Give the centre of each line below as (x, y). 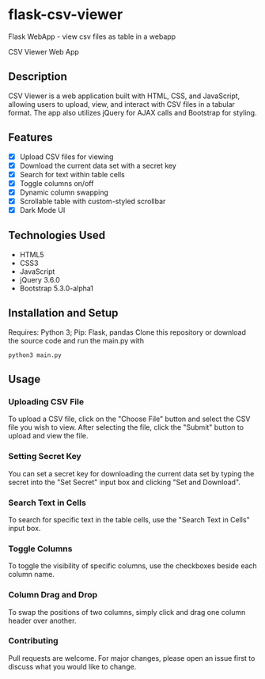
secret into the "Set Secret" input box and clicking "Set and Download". (125, 482)
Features (30, 137)
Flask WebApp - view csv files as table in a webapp (92, 36)
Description (38, 77)
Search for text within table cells (72, 174)
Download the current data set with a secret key (98, 165)
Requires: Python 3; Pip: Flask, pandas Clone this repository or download (127, 332)
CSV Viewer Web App (44, 51)
